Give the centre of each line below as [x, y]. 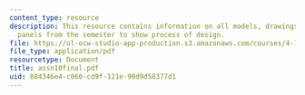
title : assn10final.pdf [54, 69]
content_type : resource [54, 18]
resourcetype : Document [54, 60]
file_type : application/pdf [63, 52]
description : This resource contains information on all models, [135, 26]
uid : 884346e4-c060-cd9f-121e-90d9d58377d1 [93, 77]
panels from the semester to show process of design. [121, 34]
